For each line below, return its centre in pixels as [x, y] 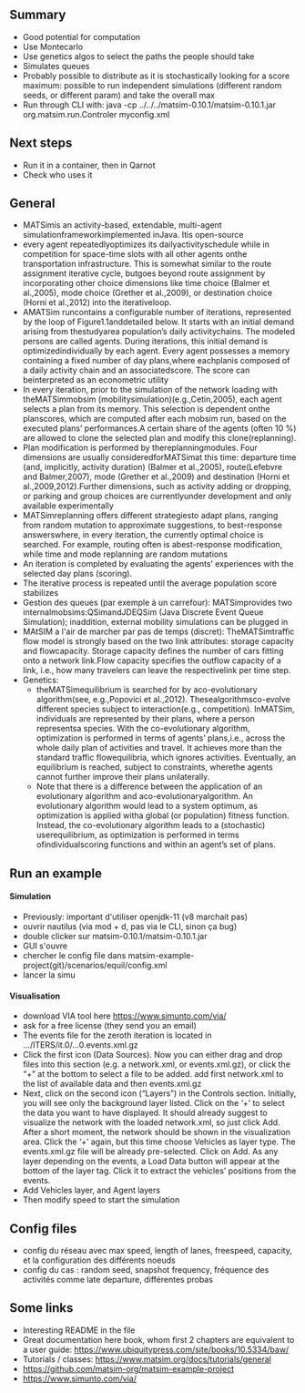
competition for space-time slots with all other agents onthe [135, 254]
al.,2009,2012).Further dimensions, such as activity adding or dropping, [157, 487]
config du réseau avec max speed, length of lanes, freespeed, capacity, [158, 1251]
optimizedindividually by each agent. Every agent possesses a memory [156, 351]
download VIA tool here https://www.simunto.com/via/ [124, 1016]
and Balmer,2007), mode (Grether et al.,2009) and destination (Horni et [156, 476]
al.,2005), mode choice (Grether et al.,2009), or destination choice [147, 293]
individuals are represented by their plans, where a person [145, 719]
